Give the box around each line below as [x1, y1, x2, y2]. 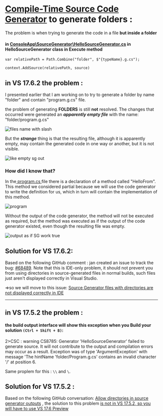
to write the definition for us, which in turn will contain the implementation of [5, 189, 158, 195]
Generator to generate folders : [5, 14, 132, 25]
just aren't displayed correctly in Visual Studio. [5, 275, 98, 281]
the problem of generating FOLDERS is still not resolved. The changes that [5, 106, 154, 112]
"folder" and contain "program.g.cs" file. [5, 96, 86, 103]
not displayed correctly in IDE [5, 290, 64, 296]
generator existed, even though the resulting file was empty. [5, 223, 125, 229]
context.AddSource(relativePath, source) [5, 66, 90, 71]
